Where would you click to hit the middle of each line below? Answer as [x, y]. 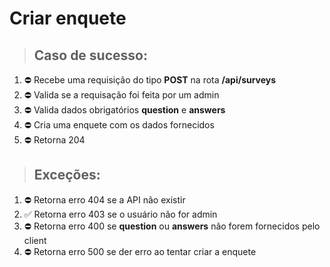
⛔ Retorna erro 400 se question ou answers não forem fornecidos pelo [172, 226]
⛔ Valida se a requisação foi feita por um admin [121, 95]
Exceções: [67, 175]
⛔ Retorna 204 [54, 140]
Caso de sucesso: [90, 55]
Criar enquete [68, 18]
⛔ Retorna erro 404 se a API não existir [104, 199]
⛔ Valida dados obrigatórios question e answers [124, 110]
